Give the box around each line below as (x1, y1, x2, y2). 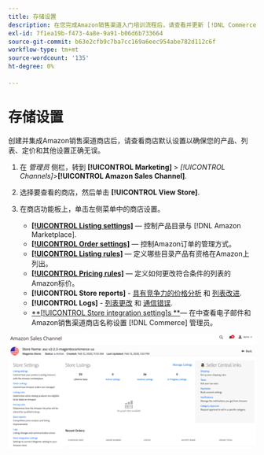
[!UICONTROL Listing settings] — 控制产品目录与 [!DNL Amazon (31, 220, 241, 230)
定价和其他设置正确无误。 (21, 146, 104, 155)
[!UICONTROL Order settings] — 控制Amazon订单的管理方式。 (31, 239, 236, 248)
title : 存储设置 (8, 13, 57, 20)
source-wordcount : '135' (8, 54, 90, 62)
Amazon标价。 (31, 278, 79, 287)
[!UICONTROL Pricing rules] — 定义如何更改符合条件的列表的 (31, 268, 232, 278)
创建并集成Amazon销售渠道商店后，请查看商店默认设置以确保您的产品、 (8, 135, 241, 145)
